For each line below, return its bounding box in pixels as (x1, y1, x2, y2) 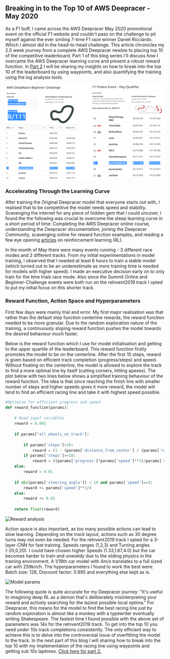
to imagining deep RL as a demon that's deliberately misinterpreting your (5, 594, 157, 601)
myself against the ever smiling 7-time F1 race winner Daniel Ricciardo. (5, 36, 153, 42)
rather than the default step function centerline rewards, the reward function (5, 314, 164, 320)
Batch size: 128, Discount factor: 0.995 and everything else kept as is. (5, 569, 151, 575)
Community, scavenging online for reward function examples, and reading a (5, 231, 163, 238)
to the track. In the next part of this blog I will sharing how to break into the (5, 638, 161, 644)
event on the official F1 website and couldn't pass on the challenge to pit (5, 31, 156, 37)
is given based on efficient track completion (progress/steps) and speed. (5, 356, 157, 363)
